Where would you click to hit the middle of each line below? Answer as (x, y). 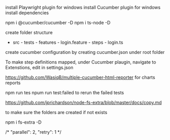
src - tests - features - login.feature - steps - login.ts (68, 42)
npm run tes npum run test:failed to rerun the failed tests (65, 93)
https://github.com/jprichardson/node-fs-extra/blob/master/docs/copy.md (83, 102)
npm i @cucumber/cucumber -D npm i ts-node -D (58, 23)
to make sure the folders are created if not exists (56, 112)
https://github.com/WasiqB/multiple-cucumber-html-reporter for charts (80, 77)
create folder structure (29, 32)
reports (13, 83)
